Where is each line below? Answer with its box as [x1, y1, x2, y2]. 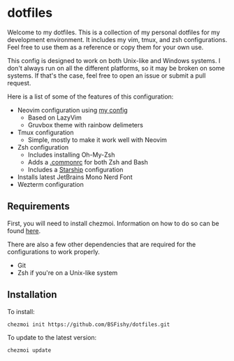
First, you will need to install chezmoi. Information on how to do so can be [7, 219, 219, 227]
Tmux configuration [17, 128, 75, 136]
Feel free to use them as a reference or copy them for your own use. [7, 43, 204, 51]
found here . [7, 226, 41, 235]
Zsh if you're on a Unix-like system [17, 268, 118, 277]
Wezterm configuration [17, 180, 84, 188]
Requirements [7, 201, 70, 213]
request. [7, 78, 31, 87]
